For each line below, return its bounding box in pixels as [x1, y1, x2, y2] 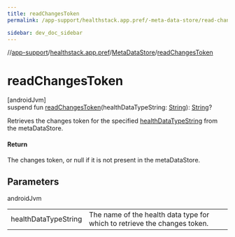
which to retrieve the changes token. [88, 219, 209, 229]
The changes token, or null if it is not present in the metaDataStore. [7, 155, 201, 164]
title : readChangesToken [7, 10, 80, 17]
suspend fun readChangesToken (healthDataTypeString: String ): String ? [7, 103, 213, 112]
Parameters [7, 176, 59, 188]
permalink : [7, 17, 39, 24]
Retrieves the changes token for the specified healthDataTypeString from [7, 116, 218, 125]
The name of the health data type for [88, 210, 210, 220]
